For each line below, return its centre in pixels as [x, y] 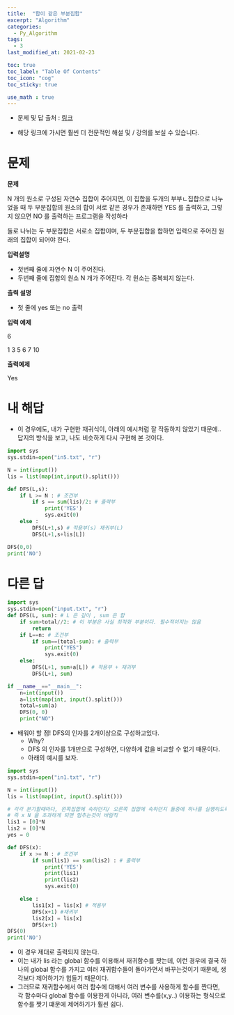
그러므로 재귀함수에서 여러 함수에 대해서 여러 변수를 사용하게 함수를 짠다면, [119, 987]
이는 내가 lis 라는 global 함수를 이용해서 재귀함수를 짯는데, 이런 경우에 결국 [118, 961]
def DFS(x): [24, 847]
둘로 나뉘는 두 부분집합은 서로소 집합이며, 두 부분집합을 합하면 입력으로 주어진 [112, 231]
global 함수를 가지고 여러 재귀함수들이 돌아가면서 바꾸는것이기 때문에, [125, 970]
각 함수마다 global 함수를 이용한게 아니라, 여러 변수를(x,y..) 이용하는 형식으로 [122, 995]
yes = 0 [18, 835]
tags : [15, 40]
